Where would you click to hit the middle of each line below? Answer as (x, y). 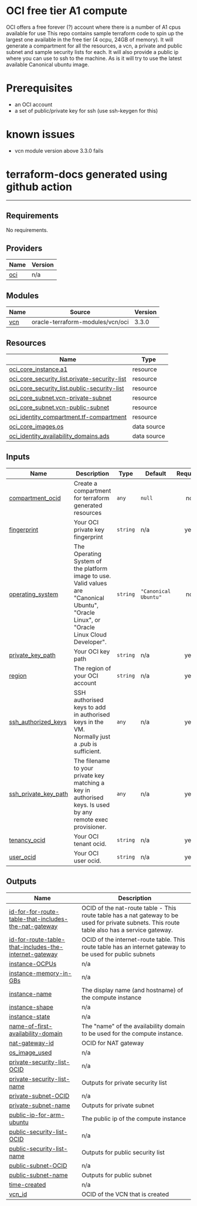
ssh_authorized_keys (38, 722)
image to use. (92, 575)
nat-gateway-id (31, 1043)
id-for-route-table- (37, 939)
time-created (28, 1184)
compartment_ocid (35, 498)
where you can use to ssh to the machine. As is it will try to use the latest (94, 58)
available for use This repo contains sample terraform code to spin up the (95, 33)
